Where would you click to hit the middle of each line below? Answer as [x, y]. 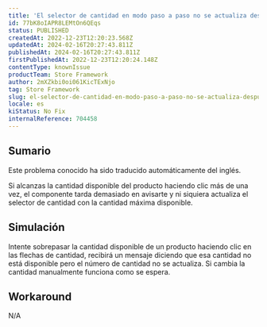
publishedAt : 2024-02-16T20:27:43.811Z [74, 52]
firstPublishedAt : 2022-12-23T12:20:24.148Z [83, 60]
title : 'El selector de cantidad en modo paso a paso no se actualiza [128, 15]
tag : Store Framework [44, 89]
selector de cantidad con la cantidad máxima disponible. [101, 202]
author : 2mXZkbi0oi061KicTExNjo [62, 82]
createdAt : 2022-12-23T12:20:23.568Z [71, 38]
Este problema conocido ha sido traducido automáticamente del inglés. [125, 170]
